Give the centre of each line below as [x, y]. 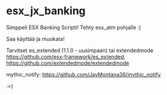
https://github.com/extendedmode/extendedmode [68, 63]
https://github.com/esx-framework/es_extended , [66, 56]
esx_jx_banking [46, 11]
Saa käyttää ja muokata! [36, 39]
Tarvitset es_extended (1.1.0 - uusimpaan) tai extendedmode [80, 50]
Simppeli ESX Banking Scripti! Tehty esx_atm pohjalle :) [74, 27]
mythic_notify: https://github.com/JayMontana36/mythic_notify [83, 74]
